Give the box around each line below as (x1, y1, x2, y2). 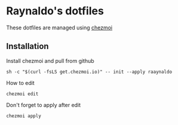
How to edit (6, 79, 35, 86)
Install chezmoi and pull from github (6, 57, 94, 64)
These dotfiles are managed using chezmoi (6, 24, 113, 31)
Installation (6, 41, 49, 51)
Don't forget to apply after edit (6, 101, 81, 108)
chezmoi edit (6, 91, 39, 97)
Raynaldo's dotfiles (6, 4, 105, 18)
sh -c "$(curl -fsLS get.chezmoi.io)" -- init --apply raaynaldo (6, 69, 172, 75)
